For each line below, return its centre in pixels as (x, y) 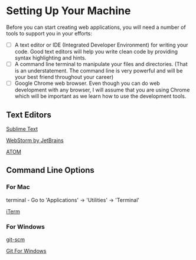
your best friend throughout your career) (64, 77)
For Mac (18, 187)
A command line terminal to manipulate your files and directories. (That (101, 64)
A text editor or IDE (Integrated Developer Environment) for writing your (101, 45)
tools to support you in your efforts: (49, 33)
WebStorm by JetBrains (35, 140)
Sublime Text (22, 129)
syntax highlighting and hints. (50, 58)
